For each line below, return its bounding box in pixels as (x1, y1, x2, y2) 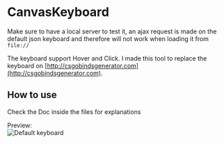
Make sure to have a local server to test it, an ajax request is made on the (7, 27, 217, 35)
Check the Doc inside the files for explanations (7, 107, 141, 115)
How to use (7, 89, 57, 101)
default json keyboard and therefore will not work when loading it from (7, 34, 209, 42)
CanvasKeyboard (7, 4, 110, 20)
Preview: (7, 121, 33, 129)
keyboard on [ (7, 61, 47, 70)
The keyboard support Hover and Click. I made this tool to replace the (7, 54, 207, 63)
